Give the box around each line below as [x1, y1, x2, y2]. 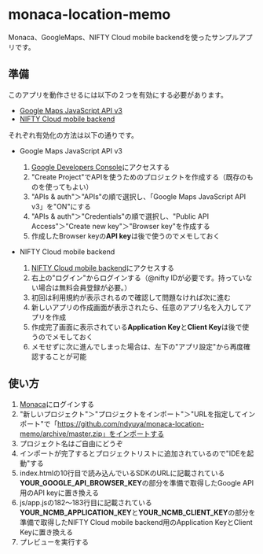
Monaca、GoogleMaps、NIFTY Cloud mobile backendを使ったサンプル [8, 32, 239, 42]
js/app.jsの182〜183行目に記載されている [19, 497, 152, 507]
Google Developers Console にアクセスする [31, 162, 170, 172]
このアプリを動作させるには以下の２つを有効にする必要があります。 [8, 90, 228, 99]
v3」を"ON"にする [31, 201, 92, 211]
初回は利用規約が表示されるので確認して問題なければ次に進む [31, 293, 232, 302]
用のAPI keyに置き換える [19, 488, 100, 497]
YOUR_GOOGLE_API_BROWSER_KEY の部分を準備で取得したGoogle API [19, 478, 254, 487]
